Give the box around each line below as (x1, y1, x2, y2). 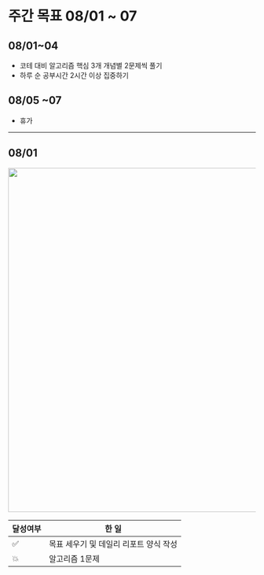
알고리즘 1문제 (48, 553, 100, 564)
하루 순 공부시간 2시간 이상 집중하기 (19, 71, 130, 79)
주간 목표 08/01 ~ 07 (8, 7, 137, 25)
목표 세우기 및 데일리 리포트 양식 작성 (48, 538, 178, 549)
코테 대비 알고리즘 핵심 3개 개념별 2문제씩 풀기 (19, 61, 163, 70)
